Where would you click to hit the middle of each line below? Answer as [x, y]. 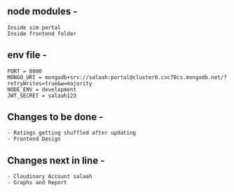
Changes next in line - [56, 160]
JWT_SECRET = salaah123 [42, 96]
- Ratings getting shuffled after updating [72, 133]
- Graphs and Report [37, 183]
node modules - [42, 12]
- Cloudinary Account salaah [50, 177]
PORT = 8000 [25, 71]
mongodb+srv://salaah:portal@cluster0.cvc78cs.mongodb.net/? [136, 77]
